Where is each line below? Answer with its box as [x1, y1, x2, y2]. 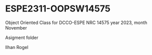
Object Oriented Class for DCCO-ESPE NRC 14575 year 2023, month [5, 19, 147, 25]
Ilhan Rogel [5, 44, 29, 50]
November [5, 24, 27, 30]
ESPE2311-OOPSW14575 [5, 3, 111, 14]
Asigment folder [5, 34, 39, 40]
